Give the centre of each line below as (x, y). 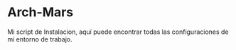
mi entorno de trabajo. (40, 39)
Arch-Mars (41, 12)
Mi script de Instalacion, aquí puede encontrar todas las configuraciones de (118, 32)
